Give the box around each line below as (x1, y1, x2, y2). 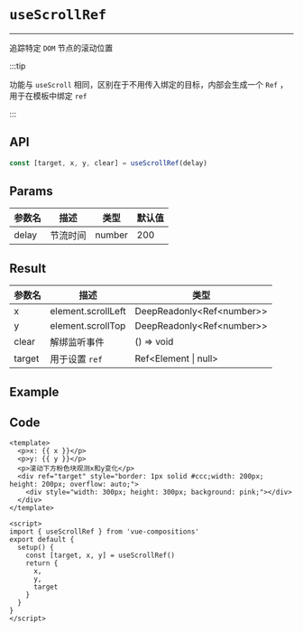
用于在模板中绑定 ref (9, 90, 87, 101)
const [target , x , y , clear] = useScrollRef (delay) (9, 158, 207, 168)
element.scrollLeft (50, 305, 126, 318)
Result (9, 260, 47, 276)
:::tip (9, 60, 26, 71)
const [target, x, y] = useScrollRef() (25, 551, 176, 561)
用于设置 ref (50, 353, 103, 366)
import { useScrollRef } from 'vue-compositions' (9, 527, 200, 536)
